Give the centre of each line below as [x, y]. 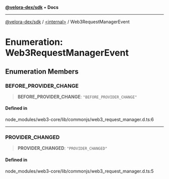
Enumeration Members [42, 71]
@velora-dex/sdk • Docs [32, 7]
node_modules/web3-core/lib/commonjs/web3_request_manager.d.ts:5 [79, 171]
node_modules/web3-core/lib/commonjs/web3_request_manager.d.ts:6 [80, 120]
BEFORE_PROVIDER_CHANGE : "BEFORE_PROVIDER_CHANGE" [77, 97]
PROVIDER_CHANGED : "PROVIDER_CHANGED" [62, 148]
